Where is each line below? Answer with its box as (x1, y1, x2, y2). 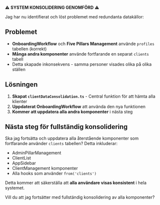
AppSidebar (12, 160, 36, 166)
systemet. (5, 185, 25, 191)
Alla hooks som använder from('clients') (12, 171, 97, 176)
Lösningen (5, 80, 38, 89)
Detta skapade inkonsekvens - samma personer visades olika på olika (12, 61, 152, 67)
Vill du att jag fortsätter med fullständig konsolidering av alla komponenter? (5, 194, 155, 200)
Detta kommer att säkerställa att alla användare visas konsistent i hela (5, 180, 147, 186)
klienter (12, 98, 28, 104)
